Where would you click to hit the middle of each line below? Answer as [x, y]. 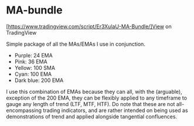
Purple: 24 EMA [33, 55]
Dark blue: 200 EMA [39, 80]
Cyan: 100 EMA [33, 74]
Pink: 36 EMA [31, 62]
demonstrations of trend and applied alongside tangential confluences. [92, 116]
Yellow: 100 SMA [35, 67]
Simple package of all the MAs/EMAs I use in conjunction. [76, 44]
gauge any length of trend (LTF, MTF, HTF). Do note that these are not [91, 104]
